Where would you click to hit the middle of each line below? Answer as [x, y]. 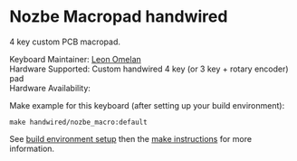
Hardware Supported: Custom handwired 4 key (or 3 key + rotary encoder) [149, 69]
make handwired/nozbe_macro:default [78, 122]
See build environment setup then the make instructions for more [130, 138]
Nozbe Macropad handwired [119, 17]
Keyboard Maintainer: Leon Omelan [76, 59]
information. [32, 148]
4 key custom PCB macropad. [65, 42]
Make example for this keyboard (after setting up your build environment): [147, 105]
